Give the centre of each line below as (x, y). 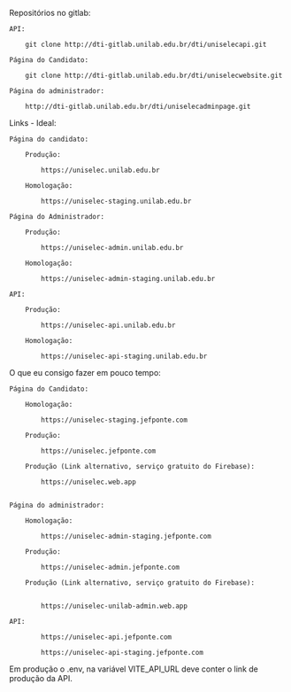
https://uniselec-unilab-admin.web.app (115, 606)
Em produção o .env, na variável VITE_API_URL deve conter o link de (134, 669)
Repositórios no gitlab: (50, 13)
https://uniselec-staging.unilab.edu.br (116, 201)
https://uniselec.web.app (89, 482)
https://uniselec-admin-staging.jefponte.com (126, 536)
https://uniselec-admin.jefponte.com (110, 567)
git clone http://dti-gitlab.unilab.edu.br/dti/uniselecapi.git (146, 44)
